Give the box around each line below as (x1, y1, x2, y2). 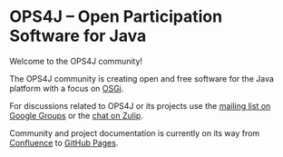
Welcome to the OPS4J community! (9, 55, 143, 66)
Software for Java (9, 25, 147, 46)
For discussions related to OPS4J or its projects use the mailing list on (9, 100, 271, 111)
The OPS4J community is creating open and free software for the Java (9, 73, 275, 83)
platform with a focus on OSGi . (9, 83, 124, 93)
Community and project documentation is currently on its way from (9, 127, 260, 138)
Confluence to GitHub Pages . (9, 137, 119, 148)
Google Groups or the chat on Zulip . (9, 110, 143, 121)
